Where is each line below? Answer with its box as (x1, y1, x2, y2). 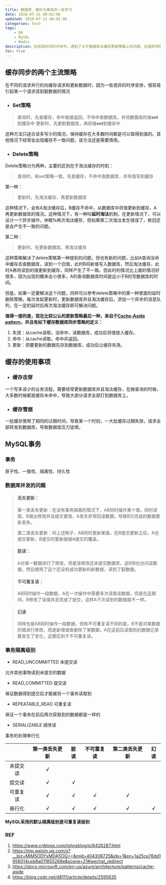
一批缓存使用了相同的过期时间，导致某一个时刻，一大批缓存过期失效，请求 (5, 418, 157, 424)
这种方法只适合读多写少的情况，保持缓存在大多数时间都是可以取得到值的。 (5, 131, 157, 136)
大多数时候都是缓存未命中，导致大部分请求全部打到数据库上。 (5, 392, 131, 398)
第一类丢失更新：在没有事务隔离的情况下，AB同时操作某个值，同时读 (17, 507, 158, 513)
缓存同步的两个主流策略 (5, 68, 77, 77)
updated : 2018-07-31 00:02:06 (5, 16, 68, 21)
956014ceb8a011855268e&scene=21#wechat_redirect (12, 858, 124, 864)
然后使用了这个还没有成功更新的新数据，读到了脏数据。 (26, 566, 139, 572)
